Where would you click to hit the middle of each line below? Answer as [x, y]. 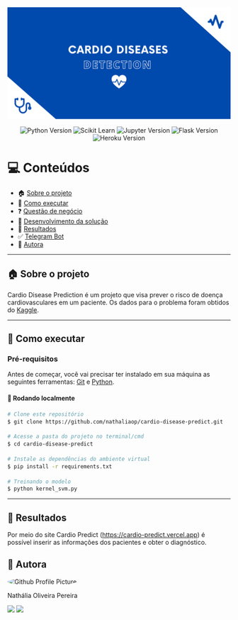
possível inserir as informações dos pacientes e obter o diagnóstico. [107, 543]
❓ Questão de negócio [50, 211]
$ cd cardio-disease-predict [50, 444]
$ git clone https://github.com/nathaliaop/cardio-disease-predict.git [115, 421]
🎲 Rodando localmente [41, 398]
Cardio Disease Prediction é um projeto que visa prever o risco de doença [115, 294]
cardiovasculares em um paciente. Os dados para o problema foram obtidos [118, 302]
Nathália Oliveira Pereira [42, 595]
